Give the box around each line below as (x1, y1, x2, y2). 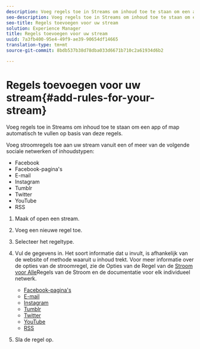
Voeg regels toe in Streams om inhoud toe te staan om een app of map (6, 123, 180, 130)
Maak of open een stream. (14, 215, 80, 222)
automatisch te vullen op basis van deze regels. (6, 129, 123, 137)
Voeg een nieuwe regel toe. (14, 226, 83, 233)
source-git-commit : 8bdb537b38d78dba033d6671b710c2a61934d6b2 (6, 48, 164, 54)
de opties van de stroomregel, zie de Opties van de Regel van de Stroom (14, 262, 193, 269)
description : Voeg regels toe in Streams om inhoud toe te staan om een (6, 8, 190, 15)
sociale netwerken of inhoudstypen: (6, 147, 95, 155)
